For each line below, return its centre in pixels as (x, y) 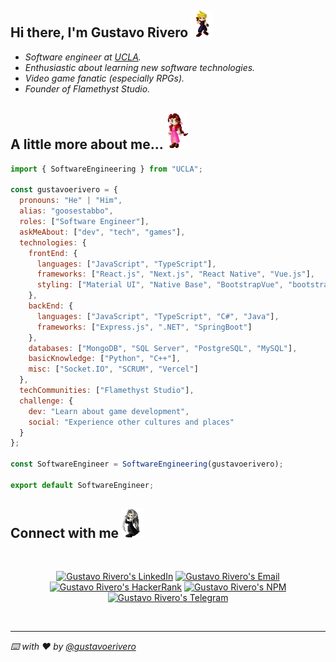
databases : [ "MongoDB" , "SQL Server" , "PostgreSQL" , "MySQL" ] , (163, 348)
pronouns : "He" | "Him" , (71, 201)
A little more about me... (87, 144)
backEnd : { (51, 306)
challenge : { (46, 401)
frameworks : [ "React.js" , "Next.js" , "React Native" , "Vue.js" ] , (175, 274)
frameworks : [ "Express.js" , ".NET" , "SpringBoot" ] (144, 327)
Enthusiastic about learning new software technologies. (140, 67)
